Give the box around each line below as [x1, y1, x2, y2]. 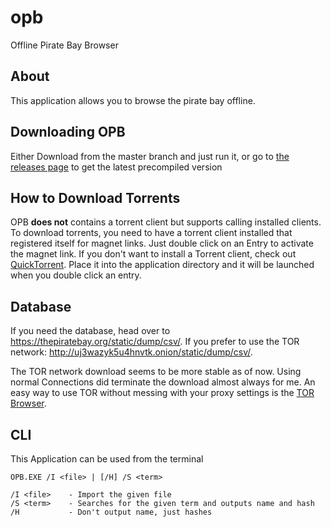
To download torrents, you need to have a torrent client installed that [10, 227, 293, 239]
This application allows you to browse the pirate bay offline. [10, 94, 256, 106]
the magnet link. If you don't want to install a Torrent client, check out [10, 248, 297, 260]
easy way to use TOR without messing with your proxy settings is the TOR [10, 387, 315, 399]
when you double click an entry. [10, 269, 142, 281]
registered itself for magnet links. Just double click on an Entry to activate [10, 237, 314, 250]
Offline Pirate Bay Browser [10, 39, 119, 51]
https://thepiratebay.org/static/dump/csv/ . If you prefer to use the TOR [10, 336, 300, 348]
